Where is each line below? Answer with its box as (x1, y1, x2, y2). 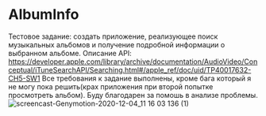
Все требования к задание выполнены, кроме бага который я (41, 73, 252, 83)
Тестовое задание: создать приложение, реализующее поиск (8, 32, 218, 41)
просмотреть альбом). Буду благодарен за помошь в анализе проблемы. (8, 90, 258, 99)
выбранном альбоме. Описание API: (8, 48, 133, 58)
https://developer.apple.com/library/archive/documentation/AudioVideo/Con (8, 57, 258, 66)
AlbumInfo (8, 6, 79, 24)
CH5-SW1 (8, 73, 40, 83)
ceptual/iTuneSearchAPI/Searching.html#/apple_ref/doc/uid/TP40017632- (8, 65, 252, 74)
